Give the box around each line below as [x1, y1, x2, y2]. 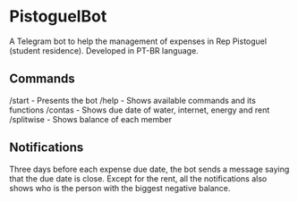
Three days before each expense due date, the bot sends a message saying [9, 164, 290, 174]
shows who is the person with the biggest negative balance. [9, 182, 231, 193]
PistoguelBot [9, 6, 107, 27]
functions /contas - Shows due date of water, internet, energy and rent [9, 105, 270, 115]
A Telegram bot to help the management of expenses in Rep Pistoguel [9, 36, 267, 46]
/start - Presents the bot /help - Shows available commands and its [9, 95, 257, 105]
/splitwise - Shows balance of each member [9, 114, 173, 124]
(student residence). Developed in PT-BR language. [9, 45, 199, 55]
